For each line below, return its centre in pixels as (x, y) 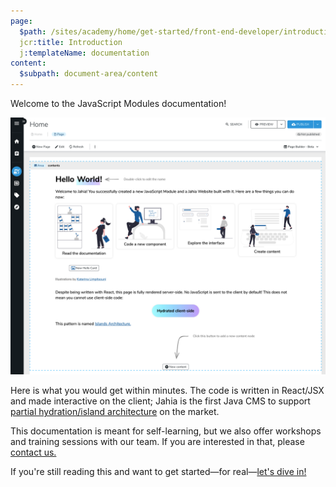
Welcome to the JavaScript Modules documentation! (118, 103)
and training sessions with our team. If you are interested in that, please (157, 442)
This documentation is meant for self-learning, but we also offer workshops (166, 431)
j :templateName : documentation (84, 53)
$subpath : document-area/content (89, 74)
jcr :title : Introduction (71, 42)
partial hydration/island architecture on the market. (115, 412)
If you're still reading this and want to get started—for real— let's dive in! (158, 472)
